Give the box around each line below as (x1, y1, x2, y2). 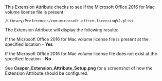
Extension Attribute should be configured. (5, 70, 89, 76)
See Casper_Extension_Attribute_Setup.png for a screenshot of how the (5, 65, 153, 71)
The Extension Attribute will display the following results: (5, 27, 119, 33)
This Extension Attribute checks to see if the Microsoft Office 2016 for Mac (5, 4, 155, 10)
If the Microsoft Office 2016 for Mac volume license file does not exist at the (5, 51, 157, 56)
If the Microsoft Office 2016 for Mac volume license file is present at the (5, 36, 149, 42)
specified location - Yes (5, 41, 53, 47)
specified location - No (5, 56, 51, 62)
